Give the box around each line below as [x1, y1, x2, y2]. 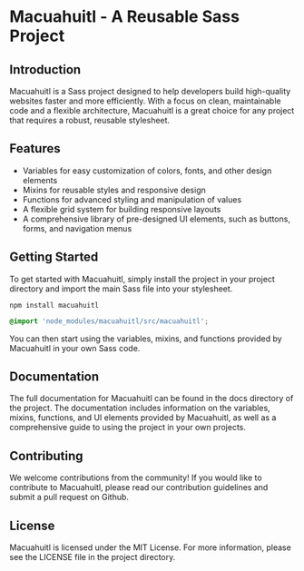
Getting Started [9, 250, 99, 265]
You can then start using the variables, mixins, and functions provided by [9, 333, 283, 344]
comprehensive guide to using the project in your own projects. [9, 422, 247, 433]
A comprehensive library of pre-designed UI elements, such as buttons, [22, 213, 290, 224]
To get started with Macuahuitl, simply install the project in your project [9, 273, 275, 284]
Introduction [9, 62, 82, 77]
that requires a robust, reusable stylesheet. [9, 115, 171, 125]
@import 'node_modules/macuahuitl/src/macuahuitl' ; [9, 316, 209, 326]
